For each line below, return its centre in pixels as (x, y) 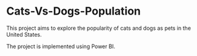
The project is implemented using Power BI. (61, 46)
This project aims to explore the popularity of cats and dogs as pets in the (99, 28)
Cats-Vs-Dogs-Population (74, 11)
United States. (24, 34)
